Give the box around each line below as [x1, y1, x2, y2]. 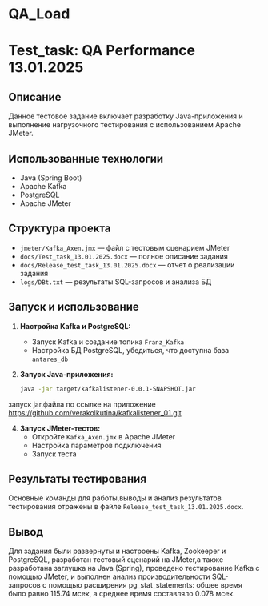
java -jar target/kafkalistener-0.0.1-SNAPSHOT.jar [19, 385, 196, 393]
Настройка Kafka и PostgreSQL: [19, 321, 131, 331]
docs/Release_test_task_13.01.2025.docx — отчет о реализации [19, 259, 235, 269]
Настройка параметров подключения [31, 440, 162, 450]
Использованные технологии [8, 151, 164, 165]
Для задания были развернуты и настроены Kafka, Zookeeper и [8, 546, 226, 556]
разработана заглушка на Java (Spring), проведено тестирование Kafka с [8, 564, 260, 573]
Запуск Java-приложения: [19, 369, 114, 379]
